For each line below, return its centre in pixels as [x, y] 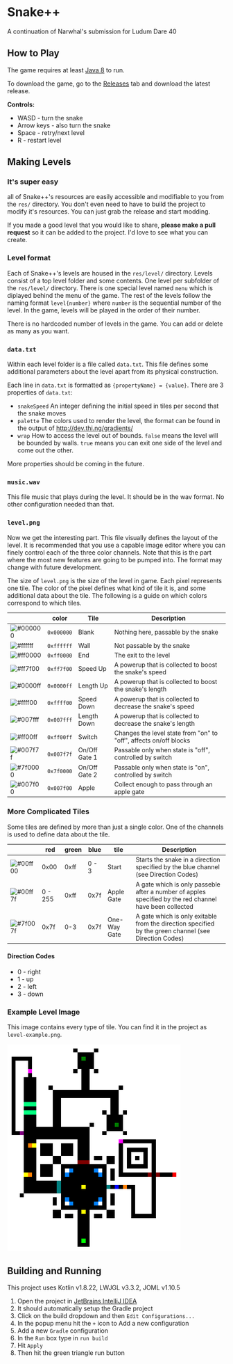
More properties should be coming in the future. [76, 464]
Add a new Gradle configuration [63, 1331]
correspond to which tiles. [44, 603]
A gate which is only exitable [176, 916]
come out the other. [45, 450]
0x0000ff [60, 686]
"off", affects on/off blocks [152, 740]
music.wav [24, 482]
